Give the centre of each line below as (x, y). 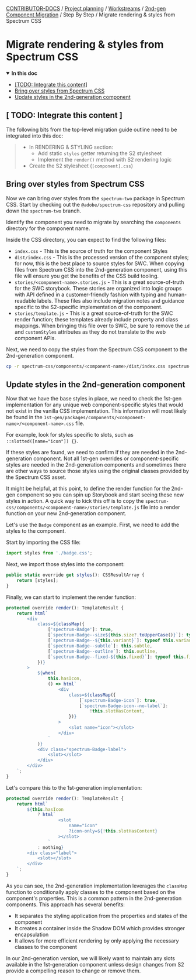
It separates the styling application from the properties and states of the (101, 916)
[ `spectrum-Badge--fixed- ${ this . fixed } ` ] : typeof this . (117, 657)
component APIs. (35, 338)
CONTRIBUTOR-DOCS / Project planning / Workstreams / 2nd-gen (86, 8)
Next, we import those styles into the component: (65, 564)
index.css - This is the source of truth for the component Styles (91, 251)
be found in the (24, 417)
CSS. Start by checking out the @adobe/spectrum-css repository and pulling (95, 204)
